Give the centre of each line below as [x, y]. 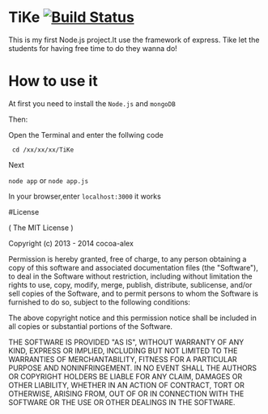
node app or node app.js [49, 180]
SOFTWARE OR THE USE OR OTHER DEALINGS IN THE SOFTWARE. [122, 402]
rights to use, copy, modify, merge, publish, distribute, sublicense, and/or [130, 284]
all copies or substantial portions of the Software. [90, 326]
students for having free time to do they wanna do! [93, 48]
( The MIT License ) [41, 228]
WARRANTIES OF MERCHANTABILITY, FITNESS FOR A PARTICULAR [123, 359]
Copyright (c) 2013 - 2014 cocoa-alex [71, 243]
